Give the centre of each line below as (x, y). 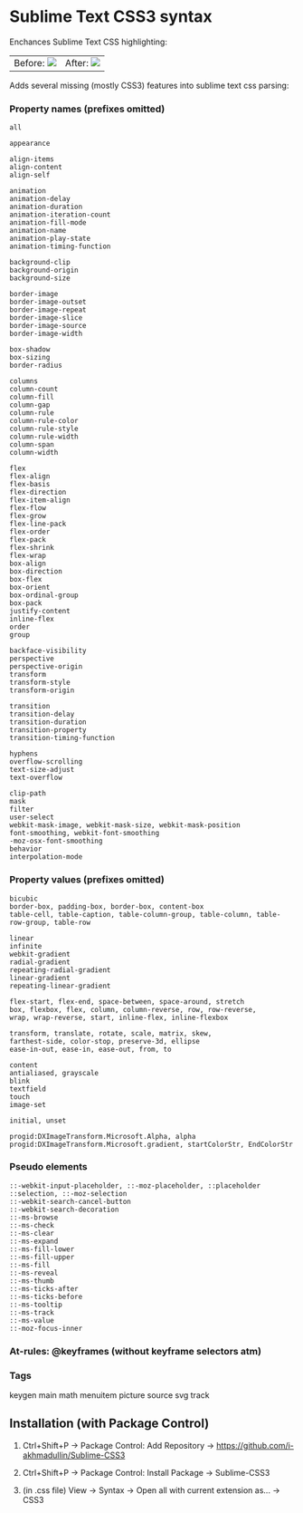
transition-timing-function (62, 738)
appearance (30, 144)
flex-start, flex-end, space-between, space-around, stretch (127, 1002)
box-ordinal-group (44, 595)
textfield (28, 1089)
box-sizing (30, 358)
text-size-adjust (42, 770)
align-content (36, 168)
